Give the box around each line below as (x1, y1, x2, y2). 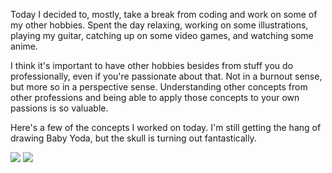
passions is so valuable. (10, 102, 109, 114)
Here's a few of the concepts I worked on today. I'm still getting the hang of (10, 122, 322, 133)
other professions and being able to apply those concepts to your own (10, 92, 300, 103)
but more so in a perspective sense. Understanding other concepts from (10, 81, 308, 93)
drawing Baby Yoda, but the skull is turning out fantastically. (10, 132, 257, 144)
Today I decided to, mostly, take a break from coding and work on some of (10, 9, 318, 20)
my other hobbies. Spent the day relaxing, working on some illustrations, (10, 19, 309, 31)
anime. (10, 40, 38, 52)
